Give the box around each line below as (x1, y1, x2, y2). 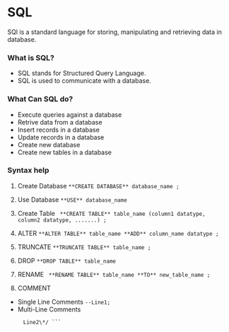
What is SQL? (7, 52, 54, 62)
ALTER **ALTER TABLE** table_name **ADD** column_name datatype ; (17, 229, 219, 237)
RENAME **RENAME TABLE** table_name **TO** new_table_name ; (17, 270, 211, 278)
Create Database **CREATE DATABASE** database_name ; (17, 181, 180, 190)
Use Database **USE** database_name (17, 195, 127, 204)
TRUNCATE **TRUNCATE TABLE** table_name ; (17, 242, 151, 251)
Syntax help (7, 166, 49, 176)
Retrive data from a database (17, 118, 102, 126)
